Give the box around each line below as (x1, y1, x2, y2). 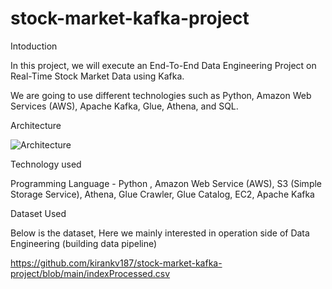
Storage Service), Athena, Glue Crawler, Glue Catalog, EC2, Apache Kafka (10, 188, 315, 200)
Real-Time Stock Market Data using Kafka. (10, 70, 185, 82)
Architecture (10, 119, 62, 131)
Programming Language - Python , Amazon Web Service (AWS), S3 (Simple (10, 177, 323, 189)
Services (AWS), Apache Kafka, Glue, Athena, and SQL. (10, 100, 239, 112)
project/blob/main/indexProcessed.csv (10, 267, 171, 279)
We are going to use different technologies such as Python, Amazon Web (10, 89, 312, 101)
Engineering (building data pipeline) (10, 237, 158, 249)
